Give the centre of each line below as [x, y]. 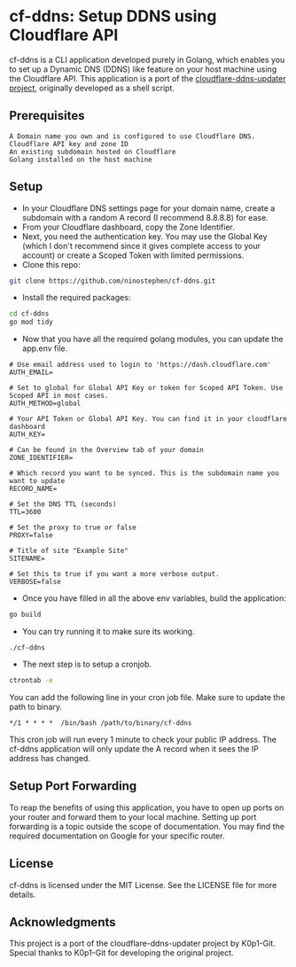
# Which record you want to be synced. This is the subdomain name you [144, 473]
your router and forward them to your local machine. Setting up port [133, 816]
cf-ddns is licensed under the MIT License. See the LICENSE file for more [143, 885]
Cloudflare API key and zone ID [69, 144]
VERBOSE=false [35, 582]
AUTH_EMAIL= [31, 373]
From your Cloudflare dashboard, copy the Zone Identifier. [128, 227]
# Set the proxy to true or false [73, 528]
